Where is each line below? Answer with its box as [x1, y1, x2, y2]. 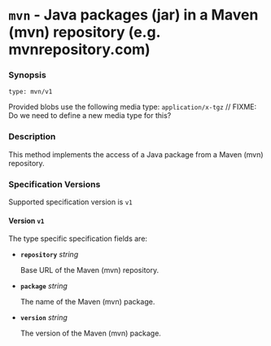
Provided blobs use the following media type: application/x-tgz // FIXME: [8, 102, 257, 112]
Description [8, 131, 56, 142]
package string [20, 281, 68, 291]
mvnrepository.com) [8, 41, 151, 59]
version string [20, 313, 68, 322]
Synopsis [8, 69, 46, 81]
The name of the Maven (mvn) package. [20, 297, 155, 307]
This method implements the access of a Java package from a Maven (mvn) [8, 149, 264, 160]
